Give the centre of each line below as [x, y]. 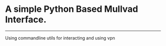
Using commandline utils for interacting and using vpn [60, 38]
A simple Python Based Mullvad [72, 9]
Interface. [26, 20]
